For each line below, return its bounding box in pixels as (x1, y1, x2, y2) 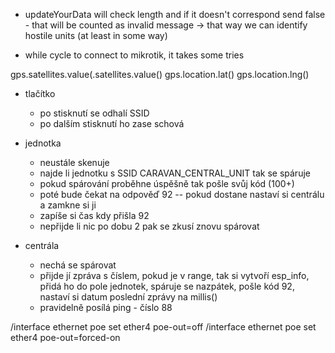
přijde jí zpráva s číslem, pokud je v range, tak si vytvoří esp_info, (39, 270, 310, 281)
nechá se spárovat (39, 259, 117, 271)
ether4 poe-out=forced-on (10, 332, 121, 343)
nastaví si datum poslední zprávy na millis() (39, 291, 218, 303)
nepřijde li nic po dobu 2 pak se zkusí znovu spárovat (39, 220, 260, 232)
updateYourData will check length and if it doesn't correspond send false (24, 9, 326, 20)
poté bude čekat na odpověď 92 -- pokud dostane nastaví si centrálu (39, 189, 325, 200)
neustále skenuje (39, 157, 110, 168)
